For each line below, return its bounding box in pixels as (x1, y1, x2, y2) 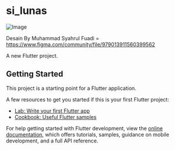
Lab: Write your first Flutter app (14, 107, 90, 114)
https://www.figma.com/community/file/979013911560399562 (6, 41, 156, 48)
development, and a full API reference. (6, 137, 99, 144)
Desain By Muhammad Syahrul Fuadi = (6, 34, 99, 41)
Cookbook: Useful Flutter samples (14, 113, 97, 120)
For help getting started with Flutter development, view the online (6, 124, 163, 132)
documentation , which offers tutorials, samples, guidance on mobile (6, 131, 169, 138)
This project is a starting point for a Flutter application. (6, 85, 136, 92)
